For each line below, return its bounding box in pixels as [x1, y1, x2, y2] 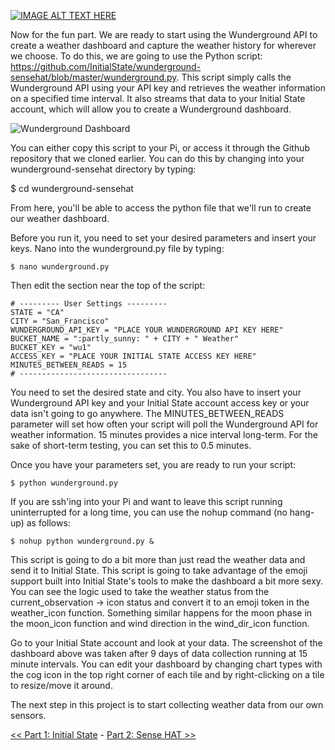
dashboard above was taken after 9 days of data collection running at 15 [10, 648, 308, 659]
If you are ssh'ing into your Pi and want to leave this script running [10, 496, 283, 507]
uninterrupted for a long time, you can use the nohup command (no [10, 506, 288, 518]
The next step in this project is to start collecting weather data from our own [10, 699, 324, 710]
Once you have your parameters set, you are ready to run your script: [10, 459, 297, 470]
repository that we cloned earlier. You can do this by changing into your [10, 153, 305, 164]
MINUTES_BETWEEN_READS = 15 [10, 360, 128, 370]
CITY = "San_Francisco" [10, 316, 110, 326]
